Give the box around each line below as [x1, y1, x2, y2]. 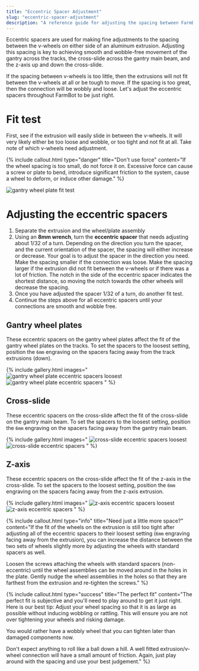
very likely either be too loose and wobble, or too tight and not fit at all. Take [6, 138, 192, 145]
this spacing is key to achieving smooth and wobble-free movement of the [6, 49, 188, 56]
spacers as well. [6, 549, 46, 556]
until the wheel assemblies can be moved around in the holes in [32, 566, 188, 574]
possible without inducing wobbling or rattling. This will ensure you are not [6, 609, 188, 616]
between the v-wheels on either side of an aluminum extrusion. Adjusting [6, 42, 185, 49]
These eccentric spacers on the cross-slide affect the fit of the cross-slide [6, 412, 188, 419]
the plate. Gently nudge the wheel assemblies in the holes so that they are [6, 572, 187, 580]
